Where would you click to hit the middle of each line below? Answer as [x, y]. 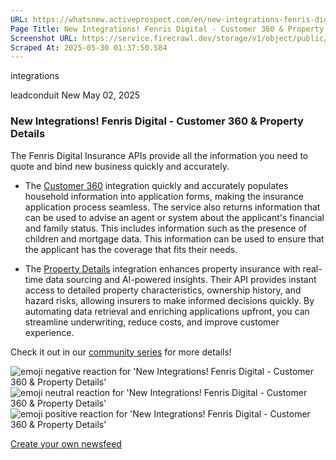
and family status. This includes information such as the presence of [166, 228]
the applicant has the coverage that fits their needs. [131, 249]
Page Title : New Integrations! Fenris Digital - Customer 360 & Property [167, 29]
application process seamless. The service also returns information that [172, 207]
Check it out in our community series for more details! [121, 352]
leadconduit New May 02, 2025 [75, 95]
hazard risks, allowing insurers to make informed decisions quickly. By [169, 300]
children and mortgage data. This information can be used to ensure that [174, 238]
